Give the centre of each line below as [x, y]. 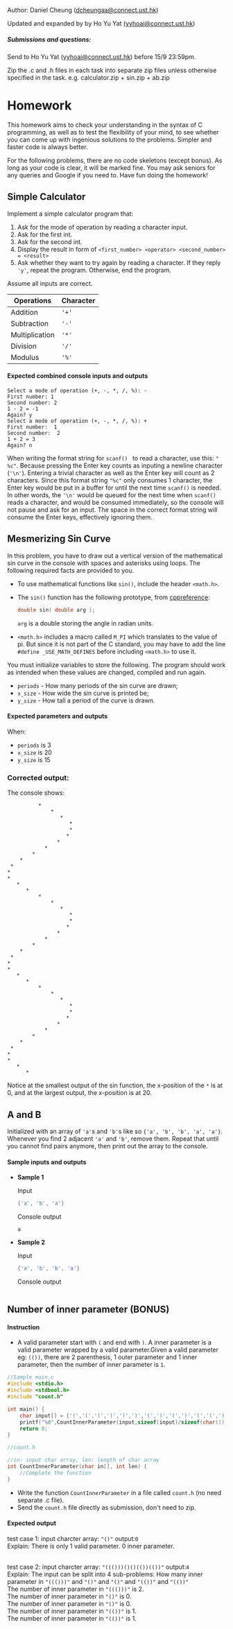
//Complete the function [55, 1473]
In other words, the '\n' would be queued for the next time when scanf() [112, 494]
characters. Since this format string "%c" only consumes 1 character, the [110, 480]
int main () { [26, 1409]
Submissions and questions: [49, 39]
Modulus [25, 357]
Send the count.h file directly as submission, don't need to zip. [106, 1507]
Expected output [32, 1523]
